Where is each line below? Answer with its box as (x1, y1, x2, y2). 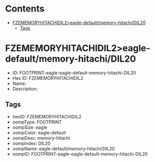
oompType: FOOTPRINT (12, 119, 62, 125)
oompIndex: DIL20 (12, 140, 51, 146)
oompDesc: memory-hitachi (12, 135, 70, 141)
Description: (12, 86, 38, 92)
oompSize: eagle (12, 124, 47, 130)
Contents (5, 3, 45, 15)
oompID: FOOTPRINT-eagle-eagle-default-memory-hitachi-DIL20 (12, 151, 148, 157)
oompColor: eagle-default (12, 129, 66, 135)
